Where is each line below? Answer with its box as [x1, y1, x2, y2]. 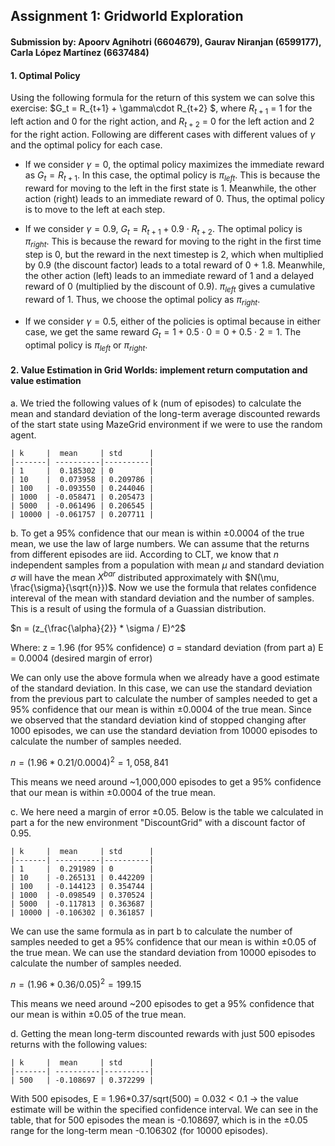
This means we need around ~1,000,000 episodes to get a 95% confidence [10, 775, 322, 788]
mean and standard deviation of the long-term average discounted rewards [10, 407, 321, 419]
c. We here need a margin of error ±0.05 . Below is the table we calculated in [10, 805, 324, 818]
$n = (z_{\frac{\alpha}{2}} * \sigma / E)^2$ [10, 622, 187, 634]
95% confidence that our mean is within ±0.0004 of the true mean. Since [10, 704, 312, 716]
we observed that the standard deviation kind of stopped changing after [10, 714, 307, 726]
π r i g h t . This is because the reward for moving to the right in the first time [24, 235, 322, 250]
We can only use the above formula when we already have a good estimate [10, 672, 320, 684]
